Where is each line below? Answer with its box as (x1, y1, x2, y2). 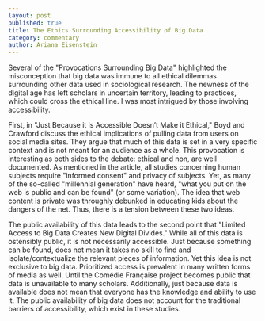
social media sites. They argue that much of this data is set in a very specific (8, 137, 258, 147)
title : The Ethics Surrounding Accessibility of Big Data (8, 26, 203, 34)
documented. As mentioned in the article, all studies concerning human (8, 162, 241, 172)
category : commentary (8, 33, 80, 42)
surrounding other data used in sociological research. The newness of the (8, 80, 249, 90)
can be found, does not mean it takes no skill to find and (8, 245, 191, 254)
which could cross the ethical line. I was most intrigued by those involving (8, 97, 249, 106)
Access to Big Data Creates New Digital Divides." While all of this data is (8, 228, 243, 238)
